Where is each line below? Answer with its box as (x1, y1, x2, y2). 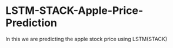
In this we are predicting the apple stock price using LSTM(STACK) (5, 35, 168, 42)
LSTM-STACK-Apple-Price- (5, 4, 144, 17)
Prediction (5, 16, 57, 29)
